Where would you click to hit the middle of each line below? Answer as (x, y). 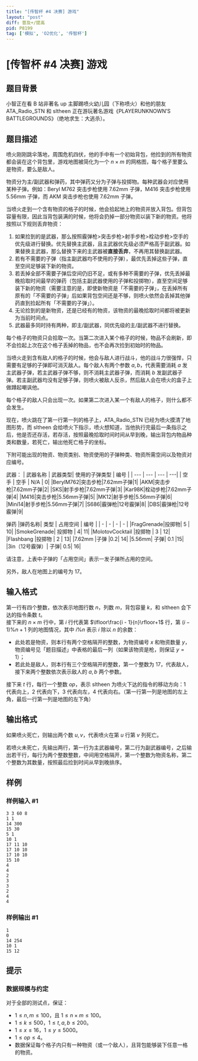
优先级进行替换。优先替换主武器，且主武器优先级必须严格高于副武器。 (100, 244)
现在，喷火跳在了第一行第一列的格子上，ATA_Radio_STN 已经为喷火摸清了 (96, 420)
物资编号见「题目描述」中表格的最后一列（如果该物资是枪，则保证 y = (99, 649)
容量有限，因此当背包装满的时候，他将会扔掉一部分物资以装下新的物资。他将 (99, 216)
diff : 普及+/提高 (26, 22)
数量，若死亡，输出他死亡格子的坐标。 (63, 442)
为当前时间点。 (33, 318)
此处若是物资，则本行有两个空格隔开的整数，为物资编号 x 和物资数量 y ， (102, 642)
